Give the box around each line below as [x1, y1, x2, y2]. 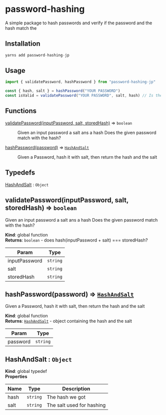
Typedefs [5, 169, 36, 177]
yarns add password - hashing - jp [5, 53, 70, 58]
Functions [5, 107, 37, 115]
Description [62, 385, 90, 392]
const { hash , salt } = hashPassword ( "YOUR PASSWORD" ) [5, 88, 121, 94]
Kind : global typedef [5, 368, 47, 374]
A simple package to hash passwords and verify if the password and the [5, 20, 152, 26]
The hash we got [46, 394, 85, 401]
